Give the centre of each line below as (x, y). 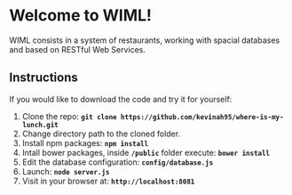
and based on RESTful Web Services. (78, 49)
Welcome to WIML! (81, 16)
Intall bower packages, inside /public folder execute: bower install (146, 152)
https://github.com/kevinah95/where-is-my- (202, 117)
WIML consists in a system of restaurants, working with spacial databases (145, 40)
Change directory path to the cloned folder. (101, 134)
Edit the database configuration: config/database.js (118, 162)
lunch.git (40, 125)
